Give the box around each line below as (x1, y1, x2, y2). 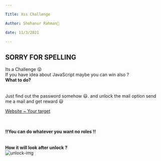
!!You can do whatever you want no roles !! (5, 129, 96, 135)
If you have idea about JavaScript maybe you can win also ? (5, 71, 129, 78)
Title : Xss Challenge (5, 12, 51, 17)
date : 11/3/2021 (5, 30, 39, 35)
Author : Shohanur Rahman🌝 (5, 21, 59, 26)
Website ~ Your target (5, 108, 51, 114)
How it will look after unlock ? (5, 144, 68, 151)
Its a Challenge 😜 (5, 66, 42, 72)
